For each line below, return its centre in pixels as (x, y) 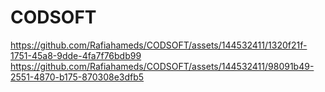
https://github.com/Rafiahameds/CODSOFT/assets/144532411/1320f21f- (159, 45)
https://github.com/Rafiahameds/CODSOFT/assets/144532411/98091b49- (162, 66)
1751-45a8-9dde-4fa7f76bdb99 (76, 55)
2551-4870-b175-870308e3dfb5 (77, 77)
